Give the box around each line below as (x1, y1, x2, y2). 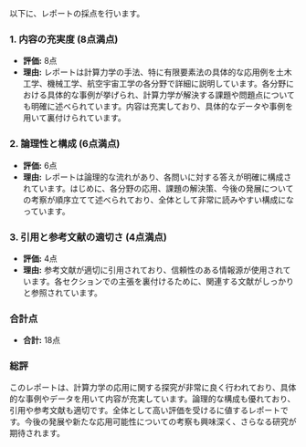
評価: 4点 (22, 253, 58, 264)
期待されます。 (9, 428, 66, 439)
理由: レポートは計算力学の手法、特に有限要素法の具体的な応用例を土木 (22, 67, 292, 78)
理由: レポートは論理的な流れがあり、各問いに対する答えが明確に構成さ (22, 172, 292, 182)
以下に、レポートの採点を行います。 (9, 8, 145, 18)
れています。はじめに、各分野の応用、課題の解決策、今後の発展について (22, 182, 294, 193)
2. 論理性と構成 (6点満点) (9, 138, 121, 151)
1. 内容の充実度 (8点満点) (9, 33, 119, 46)
